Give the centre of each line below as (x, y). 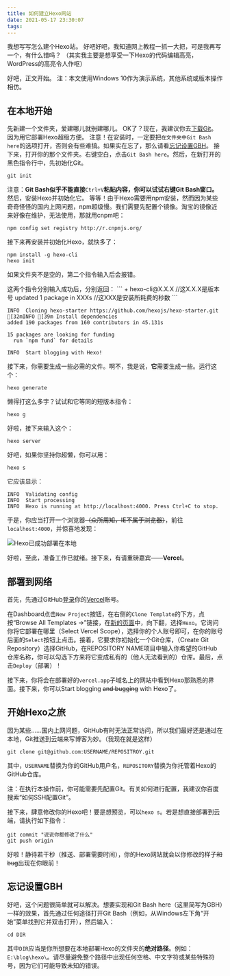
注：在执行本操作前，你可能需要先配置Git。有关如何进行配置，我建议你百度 (113, 788)
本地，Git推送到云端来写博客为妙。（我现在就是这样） (81, 738)
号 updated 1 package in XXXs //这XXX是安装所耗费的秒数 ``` (92, 298)
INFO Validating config (42, 495)
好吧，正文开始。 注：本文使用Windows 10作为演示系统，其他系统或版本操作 (115, 78)
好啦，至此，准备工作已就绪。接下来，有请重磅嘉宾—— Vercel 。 (98, 558)
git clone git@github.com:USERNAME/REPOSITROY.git (81, 752)
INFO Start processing (41, 501)
